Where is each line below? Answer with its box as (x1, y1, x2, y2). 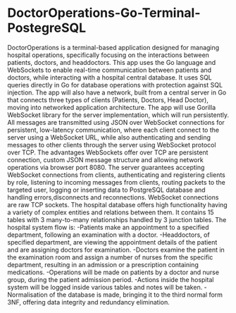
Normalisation (7, 290, 48, 299)
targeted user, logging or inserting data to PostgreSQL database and (7, 185, 206, 194)
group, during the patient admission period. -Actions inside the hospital (7, 275, 214, 283)
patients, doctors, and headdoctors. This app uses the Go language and (7, 58, 216, 66)
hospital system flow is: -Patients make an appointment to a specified (7, 223, 209, 231)
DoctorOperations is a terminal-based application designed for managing (7, 43, 220, 51)
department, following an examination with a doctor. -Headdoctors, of (7, 231, 210, 239)
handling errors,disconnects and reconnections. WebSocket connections (7, 192, 219, 202)
